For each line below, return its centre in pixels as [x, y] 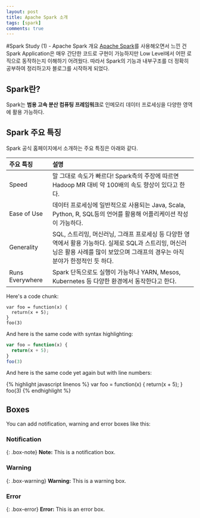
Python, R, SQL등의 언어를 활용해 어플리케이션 [114, 214]
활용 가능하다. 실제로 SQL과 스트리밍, [119, 243]
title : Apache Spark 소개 [37, 17]
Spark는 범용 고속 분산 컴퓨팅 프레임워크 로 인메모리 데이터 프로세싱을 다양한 [94, 104]
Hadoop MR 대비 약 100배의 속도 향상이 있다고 [115, 184]
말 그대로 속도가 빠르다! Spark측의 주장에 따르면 [116, 175]
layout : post [22, 12]
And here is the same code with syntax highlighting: [70, 334]
